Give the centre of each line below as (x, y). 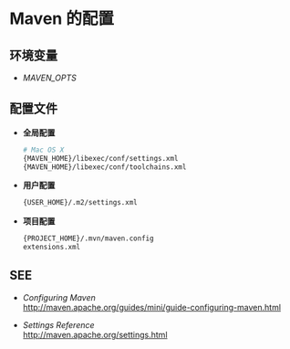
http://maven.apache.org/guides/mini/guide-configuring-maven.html (151, 307)
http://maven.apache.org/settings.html (95, 334)
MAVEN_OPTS (50, 78)
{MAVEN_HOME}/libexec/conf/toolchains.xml (104, 167)
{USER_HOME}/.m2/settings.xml (80, 203)
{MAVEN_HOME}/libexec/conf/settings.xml (100, 158)
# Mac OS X (43, 150)
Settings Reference (58, 324)
